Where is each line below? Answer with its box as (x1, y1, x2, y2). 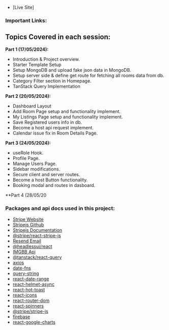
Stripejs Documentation (12, 227, 63, 233)
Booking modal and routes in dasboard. (12, 182, 96, 188)
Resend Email (12, 238, 42, 244)
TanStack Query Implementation (12, 83, 80, 89)
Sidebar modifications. (12, 166, 60, 172)
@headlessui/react (12, 243, 52, 250)
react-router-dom (12, 297, 50, 304)
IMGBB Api (12, 249, 36, 255)
